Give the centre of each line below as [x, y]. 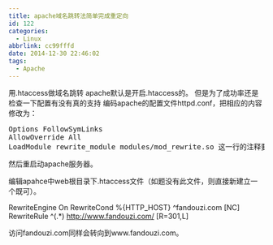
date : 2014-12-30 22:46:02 [54, 54]
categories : [28, 31]
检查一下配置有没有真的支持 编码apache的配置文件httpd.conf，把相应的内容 [135, 103]
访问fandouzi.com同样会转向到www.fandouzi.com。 [96, 233]
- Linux [29, 39]
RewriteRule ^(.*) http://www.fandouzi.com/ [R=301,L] [99, 216]
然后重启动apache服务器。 [53, 164]
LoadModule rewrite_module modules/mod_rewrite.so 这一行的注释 [135, 146]
